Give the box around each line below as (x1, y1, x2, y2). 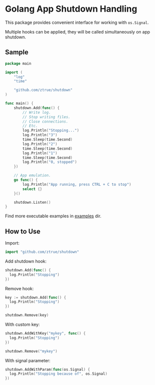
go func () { (14, 177, 38, 182)
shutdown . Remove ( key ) (5, 313, 49, 318)
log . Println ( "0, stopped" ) (22, 159, 77, 165)
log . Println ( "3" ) (22, 133, 57, 138)
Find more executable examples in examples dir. (5, 213, 102, 219)
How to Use (5, 227, 41, 235)
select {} (22, 186, 42, 192)
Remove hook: (5, 285, 34, 291)
